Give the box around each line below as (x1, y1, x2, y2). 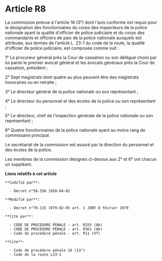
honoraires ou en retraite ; (5, 79, 57, 85)
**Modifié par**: (5, 197, 40, 202)
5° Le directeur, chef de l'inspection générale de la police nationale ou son (5, 112, 153, 118)
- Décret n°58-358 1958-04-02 (9, 188, 70, 193)
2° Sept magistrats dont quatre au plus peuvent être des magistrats (5, 74, 139, 80)
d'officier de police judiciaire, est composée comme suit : (5, 45, 119, 51)
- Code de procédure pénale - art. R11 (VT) (9, 231, 101, 236)
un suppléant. (5, 161, 32, 167)
